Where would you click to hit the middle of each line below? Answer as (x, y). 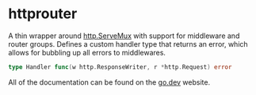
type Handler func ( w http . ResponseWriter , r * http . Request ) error (120, 67)
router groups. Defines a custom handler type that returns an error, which (128, 44)
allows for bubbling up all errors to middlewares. (87, 52)
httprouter (43, 14)
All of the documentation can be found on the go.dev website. (109, 82)
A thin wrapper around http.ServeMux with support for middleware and (124, 36)
